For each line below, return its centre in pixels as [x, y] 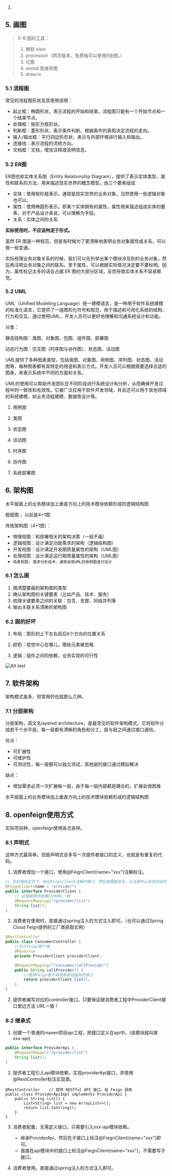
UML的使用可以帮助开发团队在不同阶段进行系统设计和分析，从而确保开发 [82, 383]
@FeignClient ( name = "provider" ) [41, 887]
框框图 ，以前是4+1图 [28, 515]
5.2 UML [16, 291]
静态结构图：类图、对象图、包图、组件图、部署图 [57, 338]
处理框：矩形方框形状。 [37, 124]
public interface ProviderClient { [43, 891]
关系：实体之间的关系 [35, 220]
